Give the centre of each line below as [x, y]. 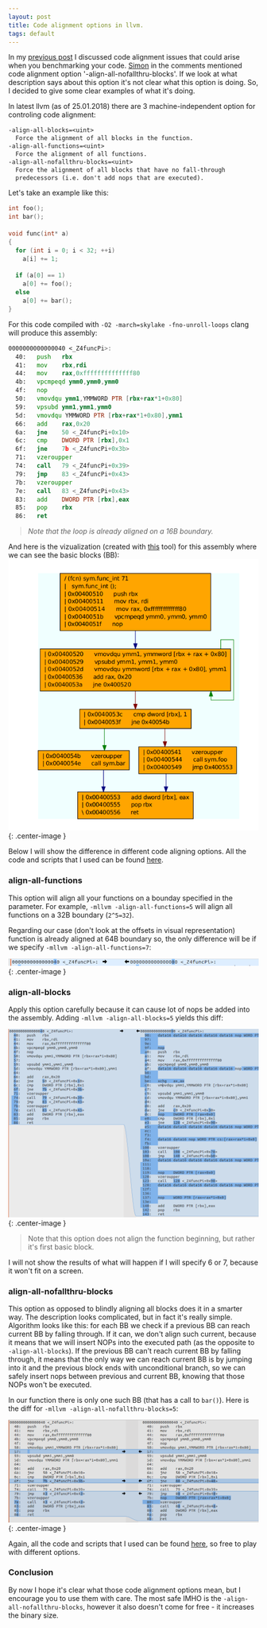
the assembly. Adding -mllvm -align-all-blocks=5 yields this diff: [116, 1018]
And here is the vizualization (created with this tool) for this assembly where [132, 547]
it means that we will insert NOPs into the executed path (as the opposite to [132, 1342]
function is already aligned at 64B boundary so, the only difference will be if [132, 938]
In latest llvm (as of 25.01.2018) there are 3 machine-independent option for [132, 107]
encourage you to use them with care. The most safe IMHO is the [115, 1598]
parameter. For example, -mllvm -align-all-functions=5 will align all [120, 906]
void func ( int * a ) [39, 234]
